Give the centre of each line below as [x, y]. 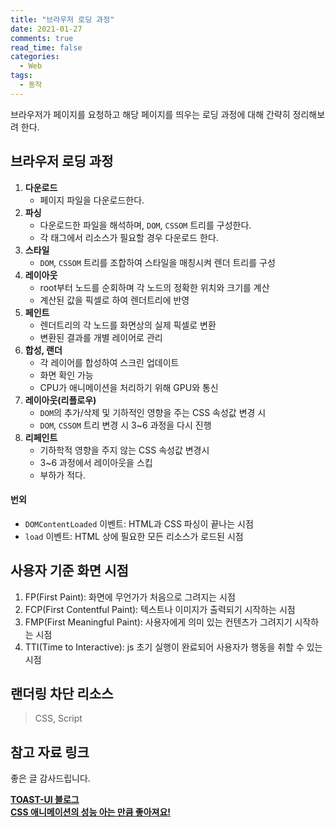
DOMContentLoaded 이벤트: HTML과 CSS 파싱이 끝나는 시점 [139, 523]
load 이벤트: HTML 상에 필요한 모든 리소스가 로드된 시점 [134, 536]
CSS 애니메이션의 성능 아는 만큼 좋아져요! [91, 812]
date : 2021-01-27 [46, 29]
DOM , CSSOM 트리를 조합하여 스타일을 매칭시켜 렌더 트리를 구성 [157, 262]
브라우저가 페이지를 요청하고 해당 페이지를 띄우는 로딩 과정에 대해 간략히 [150, 114]
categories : [35, 57]
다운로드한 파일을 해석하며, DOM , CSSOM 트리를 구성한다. [145, 225]
